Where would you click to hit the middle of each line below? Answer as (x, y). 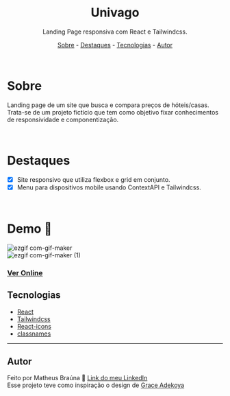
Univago (115, 13)
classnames (34, 334)
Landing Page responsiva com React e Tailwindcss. (115, 32)
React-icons (34, 326)
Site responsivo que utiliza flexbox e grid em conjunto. (93, 179)
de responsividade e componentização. (63, 119)
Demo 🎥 (30, 229)
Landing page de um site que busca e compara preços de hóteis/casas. (108, 105)
